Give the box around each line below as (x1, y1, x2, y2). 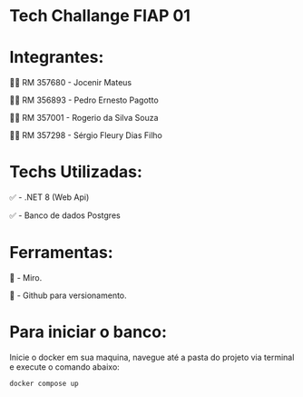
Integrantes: (9, 47, 104, 68)
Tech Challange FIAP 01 (9, 5, 191, 26)
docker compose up (9, 379, 79, 388)
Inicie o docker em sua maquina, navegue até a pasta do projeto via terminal (9, 352, 295, 362)
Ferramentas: (9, 243, 113, 263)
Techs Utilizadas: (9, 162, 143, 183)
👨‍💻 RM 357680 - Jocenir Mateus (9, 77, 132, 88)
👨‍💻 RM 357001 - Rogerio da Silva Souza (9, 113, 159, 124)
